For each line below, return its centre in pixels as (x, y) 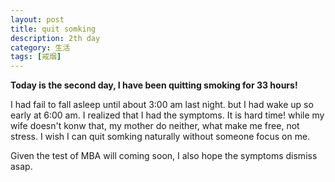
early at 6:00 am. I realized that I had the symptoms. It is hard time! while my (167, 115)
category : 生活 (40, 47)
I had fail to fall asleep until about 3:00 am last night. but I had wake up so (162, 105)
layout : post (37, 19)
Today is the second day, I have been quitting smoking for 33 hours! (154, 85)
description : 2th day (55, 38)
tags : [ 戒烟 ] (36, 57)
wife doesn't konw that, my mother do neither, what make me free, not (155, 126)
